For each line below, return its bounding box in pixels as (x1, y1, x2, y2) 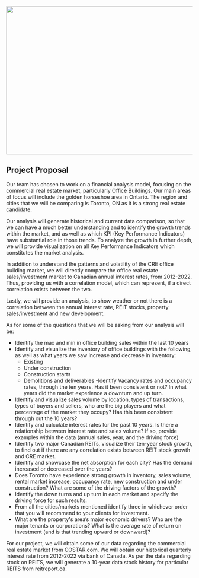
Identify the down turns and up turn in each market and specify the (14, 490, 179, 497)
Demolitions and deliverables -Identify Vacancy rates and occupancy (23, 377, 192, 384)
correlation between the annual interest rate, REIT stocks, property (6, 303, 169, 310)
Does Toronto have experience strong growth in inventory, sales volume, (14, 471, 192, 478)
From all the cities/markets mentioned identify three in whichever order (14, 503, 188, 510)
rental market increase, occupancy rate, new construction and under (14, 478, 182, 485)
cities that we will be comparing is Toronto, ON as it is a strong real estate (6, 199, 186, 207)
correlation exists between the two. (6, 285, 92, 293)
